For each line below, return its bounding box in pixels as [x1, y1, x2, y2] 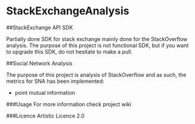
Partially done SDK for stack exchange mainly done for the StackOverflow [6, 35, 188, 42]
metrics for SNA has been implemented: [6, 77, 104, 85]
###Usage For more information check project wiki [6, 100, 132, 108]
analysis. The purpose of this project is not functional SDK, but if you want [6, 42, 189, 49]
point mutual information [14, 89, 76, 96]
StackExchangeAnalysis [6, 4, 129, 18]
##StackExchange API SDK [6, 24, 73, 31]
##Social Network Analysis [6, 60, 73, 67]
